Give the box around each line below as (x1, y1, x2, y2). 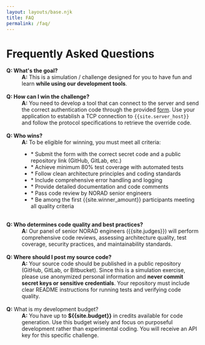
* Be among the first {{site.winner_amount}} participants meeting (30, 196, 195, 203)
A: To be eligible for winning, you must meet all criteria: (21, 138, 161, 146)
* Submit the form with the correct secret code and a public (30, 151, 181, 158)
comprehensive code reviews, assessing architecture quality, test (21, 234, 187, 241)
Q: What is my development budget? (6, 306, 99, 313)
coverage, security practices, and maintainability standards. (21, 240, 173, 248)
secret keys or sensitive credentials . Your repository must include (21, 279, 190, 287)
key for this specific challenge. (21, 332, 99, 339)
